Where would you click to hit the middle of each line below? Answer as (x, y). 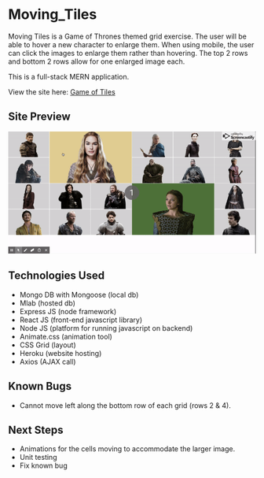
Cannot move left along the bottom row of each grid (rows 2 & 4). (125, 405)
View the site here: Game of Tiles (62, 91)
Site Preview (39, 117)
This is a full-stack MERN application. (69, 76)
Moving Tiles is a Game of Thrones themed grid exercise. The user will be (128, 36)
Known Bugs (40, 386)
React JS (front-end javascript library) (81, 320)
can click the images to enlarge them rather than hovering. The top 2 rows (128, 53)
